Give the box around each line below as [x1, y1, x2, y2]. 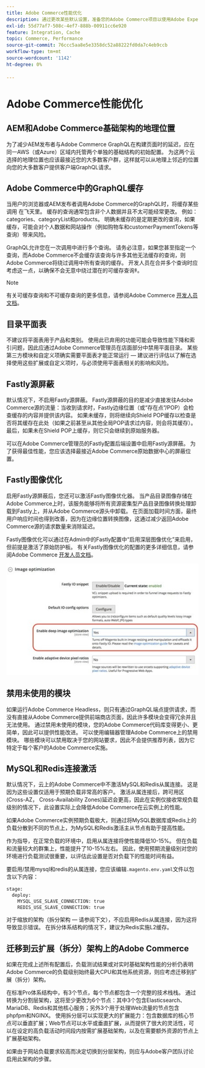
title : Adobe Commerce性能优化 [6, 10, 82, 16]
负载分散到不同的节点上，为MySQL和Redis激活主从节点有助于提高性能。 [6, 824, 189, 831]
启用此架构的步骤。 [6, 1055, 55, 1063]
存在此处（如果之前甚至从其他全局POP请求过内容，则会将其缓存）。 [27, 419, 196, 426]
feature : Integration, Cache [6, 29, 81, 35]
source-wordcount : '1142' [6, 55, 72, 61]
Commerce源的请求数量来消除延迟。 [6, 523, 99, 530]
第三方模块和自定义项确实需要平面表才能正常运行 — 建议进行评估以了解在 [6, 352, 191, 359]
